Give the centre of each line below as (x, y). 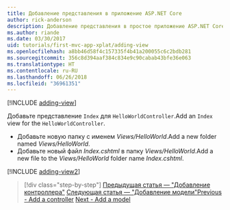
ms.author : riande (33, 32)
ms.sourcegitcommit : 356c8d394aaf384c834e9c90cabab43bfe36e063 (99, 58)
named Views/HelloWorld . (53, 144)
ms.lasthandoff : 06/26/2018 (47, 77)
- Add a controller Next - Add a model (77, 200)
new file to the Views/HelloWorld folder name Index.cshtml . (100, 159)
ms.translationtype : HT (41, 64)
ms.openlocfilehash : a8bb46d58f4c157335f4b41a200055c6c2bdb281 (99, 52)
